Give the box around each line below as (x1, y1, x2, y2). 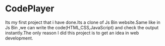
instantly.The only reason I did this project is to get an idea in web (5, 30, 139, 36)
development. (5, 35, 33, 41)
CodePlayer (5, 3, 55, 14)
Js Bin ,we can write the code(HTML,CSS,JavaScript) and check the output (5, 24, 159, 30)
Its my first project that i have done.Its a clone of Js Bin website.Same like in (5, 19, 161, 25)
